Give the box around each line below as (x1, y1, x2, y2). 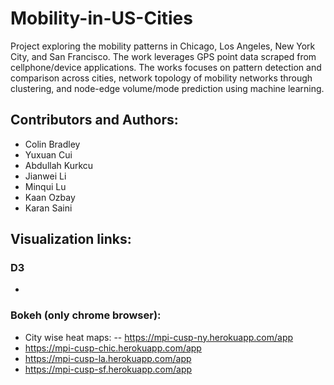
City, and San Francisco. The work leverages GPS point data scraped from (10, 50, 317, 62)
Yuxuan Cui (24, 148, 73, 161)
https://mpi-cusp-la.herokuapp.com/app (24, 352, 192, 364)
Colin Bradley (24, 138, 81, 150)
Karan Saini (24, 202, 73, 214)
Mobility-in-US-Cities (10, 7, 193, 30)
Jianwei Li (24, 170, 67, 182)
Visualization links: (10, 231, 132, 248)
